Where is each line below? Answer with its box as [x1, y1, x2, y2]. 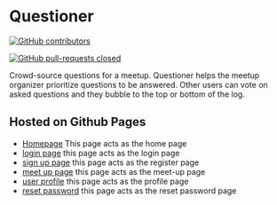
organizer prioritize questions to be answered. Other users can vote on [9, 79, 268, 90]
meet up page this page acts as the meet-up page [21, 166, 206, 177]
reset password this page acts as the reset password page [21, 185, 237, 196]
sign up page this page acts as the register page [21, 157, 200, 168]
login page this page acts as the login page [21, 147, 180, 158]
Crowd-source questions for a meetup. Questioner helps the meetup [9, 69, 260, 81]
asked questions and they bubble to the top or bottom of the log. [9, 89, 246, 99]
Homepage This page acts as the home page [21, 138, 187, 148]
